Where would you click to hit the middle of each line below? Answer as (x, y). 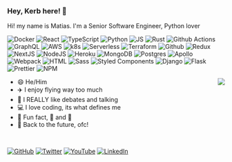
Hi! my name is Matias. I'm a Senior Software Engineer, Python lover (104, 26)
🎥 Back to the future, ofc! (52, 125)
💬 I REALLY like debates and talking (68, 100)
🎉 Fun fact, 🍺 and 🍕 (45, 117)
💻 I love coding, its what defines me (69, 108)
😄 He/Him (32, 82)
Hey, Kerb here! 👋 (37, 11)
